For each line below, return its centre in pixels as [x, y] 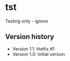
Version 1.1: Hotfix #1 [33, 48]
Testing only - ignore [27, 21]
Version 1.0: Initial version [38, 54]
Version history [30, 37]
